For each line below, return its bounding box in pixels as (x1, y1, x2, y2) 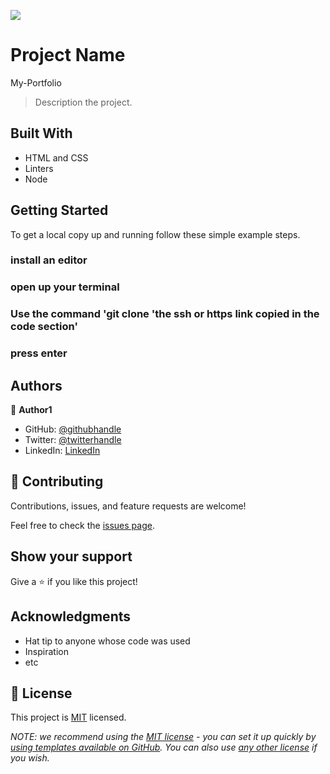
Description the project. (34, 96, 133, 108)
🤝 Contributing (10, 473, 104, 490)
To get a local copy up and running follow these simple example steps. (10, 228, 301, 240)
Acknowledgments (10, 608, 132, 625)
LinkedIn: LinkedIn (24, 445, 101, 457)
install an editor (10, 253, 88, 267)
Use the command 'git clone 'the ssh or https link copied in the (10, 307, 320, 321)
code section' (10, 320, 78, 334)
